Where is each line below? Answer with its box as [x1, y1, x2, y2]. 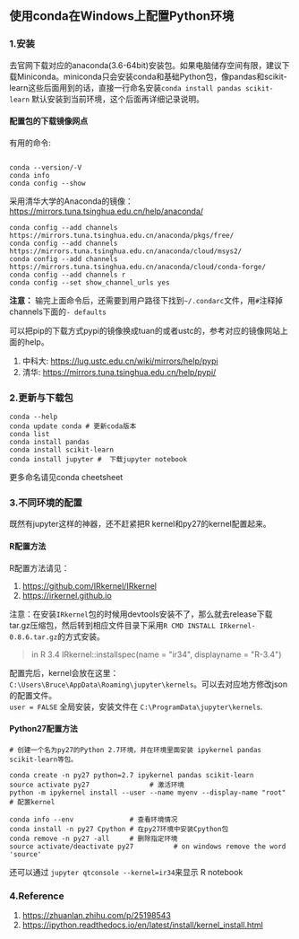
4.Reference [9, 890, 64, 902]
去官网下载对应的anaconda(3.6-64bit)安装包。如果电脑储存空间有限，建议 [9, 59, 282, 70]
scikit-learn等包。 [9, 755, 78, 764]
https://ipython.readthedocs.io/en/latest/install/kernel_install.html [21, 919, 264, 931]
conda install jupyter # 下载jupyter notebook [9, 455, 188, 464]
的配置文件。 [9, 689, 56, 700]
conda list [9, 430, 50, 439]
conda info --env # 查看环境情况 [9, 815, 178, 824]
